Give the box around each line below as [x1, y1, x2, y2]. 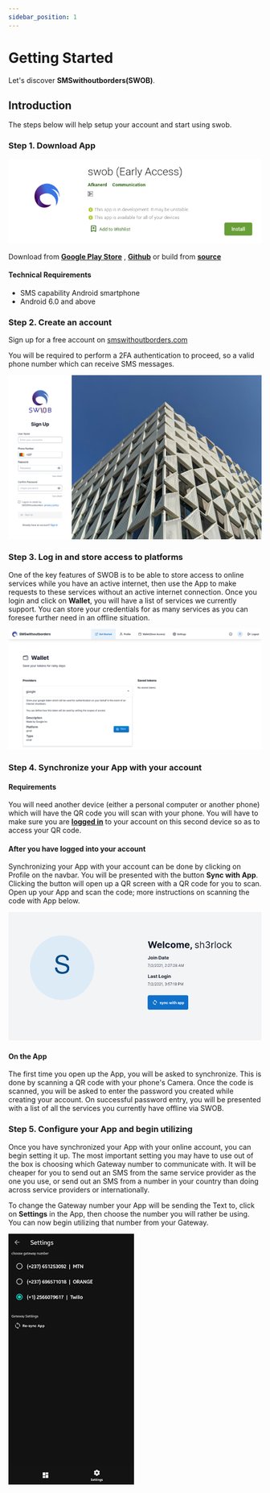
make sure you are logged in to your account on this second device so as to [8, 817, 260, 827]
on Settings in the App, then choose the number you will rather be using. [8, 1209, 250, 1218]
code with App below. [8, 896, 80, 906]
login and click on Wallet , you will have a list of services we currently [8, 595, 237, 605]
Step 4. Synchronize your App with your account [8, 761, 202, 773]
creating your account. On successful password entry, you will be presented [8, 1095, 261, 1105]
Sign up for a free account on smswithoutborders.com [8, 335, 188, 345]
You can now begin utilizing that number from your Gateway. [8, 1217, 209, 1227]
